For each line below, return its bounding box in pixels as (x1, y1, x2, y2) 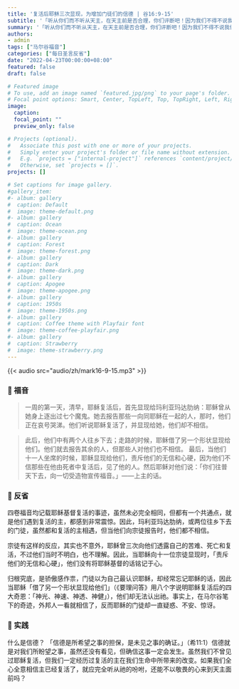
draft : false (7, 70, 46, 77)
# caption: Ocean (7, 221, 62, 228)
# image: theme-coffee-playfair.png (7, 327, 119, 335)
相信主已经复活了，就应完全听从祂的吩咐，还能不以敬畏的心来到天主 (26, 665, 225, 673)
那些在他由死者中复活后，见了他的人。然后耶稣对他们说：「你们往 (31, 462, 222, 470)
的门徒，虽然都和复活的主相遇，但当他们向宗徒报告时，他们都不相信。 (7, 526, 213, 535)
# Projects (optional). (7, 135, 78, 142)
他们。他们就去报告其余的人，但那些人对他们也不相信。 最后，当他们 (24, 444, 226, 453)
